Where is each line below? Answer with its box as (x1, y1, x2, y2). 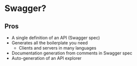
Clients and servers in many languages (18, 45, 96, 51)
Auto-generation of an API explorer (11, 55, 82, 61)
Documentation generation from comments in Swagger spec (11, 50, 133, 56)
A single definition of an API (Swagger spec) (11, 35, 100, 40)
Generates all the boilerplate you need (11, 40, 88, 46)
